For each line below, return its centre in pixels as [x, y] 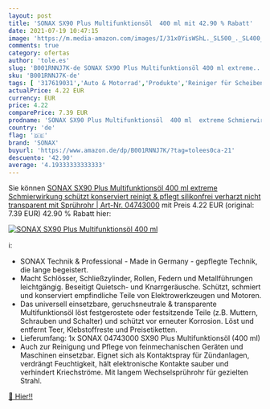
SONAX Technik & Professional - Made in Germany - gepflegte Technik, [139, 261]
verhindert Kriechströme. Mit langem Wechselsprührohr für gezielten [134, 372]
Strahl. [31, 381]
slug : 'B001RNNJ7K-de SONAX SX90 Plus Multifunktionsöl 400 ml [117, 68]
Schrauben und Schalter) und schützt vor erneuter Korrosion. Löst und [137, 321]
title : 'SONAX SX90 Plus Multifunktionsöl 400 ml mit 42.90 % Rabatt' [131, 23]
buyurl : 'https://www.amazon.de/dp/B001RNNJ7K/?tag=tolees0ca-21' [122, 150]
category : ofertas [39, 53]
